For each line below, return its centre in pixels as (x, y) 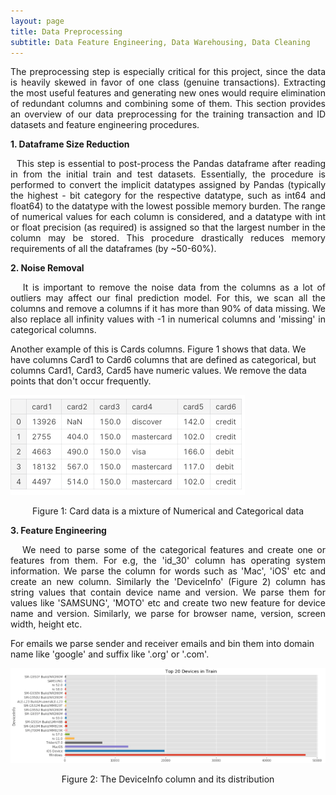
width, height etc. (46, 624)
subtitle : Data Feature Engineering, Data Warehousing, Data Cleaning (160, 42)
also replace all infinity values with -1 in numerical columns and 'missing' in (168, 319)
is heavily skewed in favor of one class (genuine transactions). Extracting (168, 82)
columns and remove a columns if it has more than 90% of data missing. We (168, 309)
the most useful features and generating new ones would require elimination (168, 93)
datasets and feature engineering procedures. (105, 125)
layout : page (37, 21)
